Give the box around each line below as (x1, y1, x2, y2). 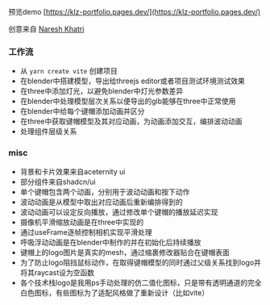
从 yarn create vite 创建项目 (19, 66, 118, 76)
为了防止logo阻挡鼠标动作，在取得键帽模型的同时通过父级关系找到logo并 (19, 257, 262, 267)
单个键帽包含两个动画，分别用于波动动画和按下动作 (19, 186, 190, 196)
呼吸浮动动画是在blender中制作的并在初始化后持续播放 (19, 237, 201, 247)
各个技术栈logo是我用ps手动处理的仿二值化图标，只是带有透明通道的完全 (19, 278, 262, 287)
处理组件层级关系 (19, 127, 77, 136)
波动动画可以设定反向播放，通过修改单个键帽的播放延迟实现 (19, 207, 218, 216)
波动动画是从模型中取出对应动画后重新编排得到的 (19, 197, 183, 207)
